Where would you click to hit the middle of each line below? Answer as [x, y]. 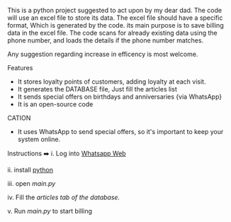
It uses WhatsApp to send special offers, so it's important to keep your [120, 132]
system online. [39, 139]
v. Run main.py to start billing [50, 211]
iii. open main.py [32, 183]
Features [20, 68]
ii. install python [30, 170]
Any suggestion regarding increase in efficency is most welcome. [103, 54]
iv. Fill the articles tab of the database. [64, 197]
